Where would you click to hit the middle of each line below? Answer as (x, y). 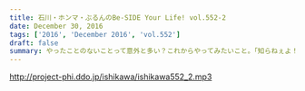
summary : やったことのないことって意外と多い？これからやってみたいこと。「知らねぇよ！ (154, 51)
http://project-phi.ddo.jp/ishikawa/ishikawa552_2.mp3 (111, 77)
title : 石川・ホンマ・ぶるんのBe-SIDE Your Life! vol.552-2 (118, 18)
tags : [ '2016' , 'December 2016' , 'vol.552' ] (95, 34)
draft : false (34, 43)
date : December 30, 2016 (56, 26)
